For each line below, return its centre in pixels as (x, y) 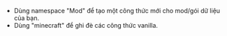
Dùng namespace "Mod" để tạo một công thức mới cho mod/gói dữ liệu (117, 11)
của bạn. (27, 18)
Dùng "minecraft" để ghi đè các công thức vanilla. (86, 25)
